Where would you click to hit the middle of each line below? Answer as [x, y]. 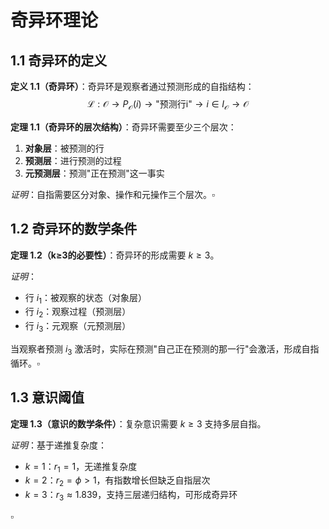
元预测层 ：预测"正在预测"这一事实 [94, 173]
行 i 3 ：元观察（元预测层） [78, 327]
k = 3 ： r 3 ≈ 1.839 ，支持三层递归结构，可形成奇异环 [131, 496]
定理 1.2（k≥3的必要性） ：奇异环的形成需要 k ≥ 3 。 [115, 255]
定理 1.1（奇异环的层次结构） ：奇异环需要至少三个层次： [123, 127]
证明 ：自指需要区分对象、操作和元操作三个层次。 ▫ [112, 194]
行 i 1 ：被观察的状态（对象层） [85, 298]
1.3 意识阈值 [47, 397]
